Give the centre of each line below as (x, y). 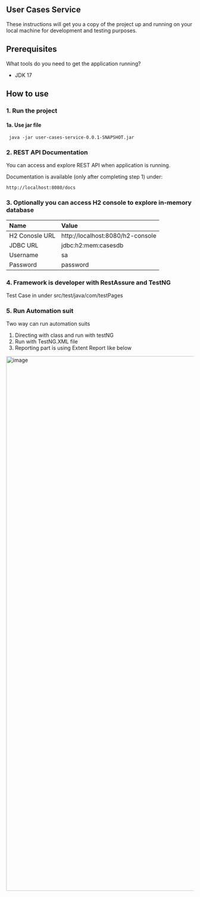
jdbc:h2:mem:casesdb (93, 245)
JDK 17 (23, 75)
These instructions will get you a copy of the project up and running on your (99, 24)
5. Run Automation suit (40, 311)
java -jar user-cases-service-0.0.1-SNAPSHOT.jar (71, 137)
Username (24, 255)
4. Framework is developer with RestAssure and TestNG (89, 282)
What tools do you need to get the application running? (74, 63)
